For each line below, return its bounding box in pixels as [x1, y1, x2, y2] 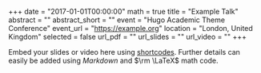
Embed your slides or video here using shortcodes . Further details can [8, 48, 240, 56]
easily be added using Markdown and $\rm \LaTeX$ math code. [8, 56, 219, 65]
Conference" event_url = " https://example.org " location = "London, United [8, 24, 254, 33]
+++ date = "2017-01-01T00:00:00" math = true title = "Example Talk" [8, 7, 239, 16]
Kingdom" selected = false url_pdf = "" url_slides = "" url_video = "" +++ [8, 32, 247, 41]
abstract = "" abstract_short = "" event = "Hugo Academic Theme [8, 15, 226, 25]
